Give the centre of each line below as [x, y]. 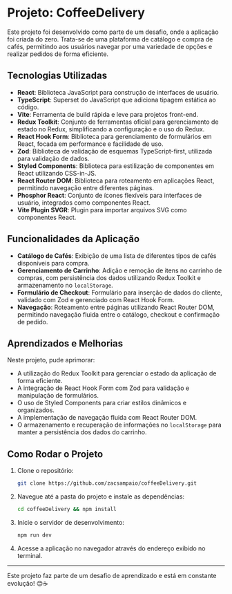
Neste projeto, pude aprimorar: [51, 360]
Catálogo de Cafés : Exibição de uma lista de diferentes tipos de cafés [117, 256]
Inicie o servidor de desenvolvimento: [70, 522]
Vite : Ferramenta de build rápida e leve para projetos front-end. [108, 114]
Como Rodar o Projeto [55, 454]
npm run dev [34, 535]
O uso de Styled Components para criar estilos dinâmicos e [102, 403]
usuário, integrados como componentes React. [84, 203]
